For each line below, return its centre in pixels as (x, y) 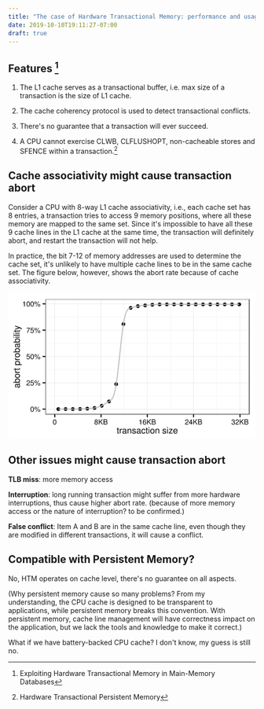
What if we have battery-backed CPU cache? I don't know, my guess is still (130, 642)
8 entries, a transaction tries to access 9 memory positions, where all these (130, 215)
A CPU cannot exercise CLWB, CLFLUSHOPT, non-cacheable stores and (137, 141)
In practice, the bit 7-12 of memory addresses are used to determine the (125, 255)
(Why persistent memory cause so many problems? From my (107, 593)
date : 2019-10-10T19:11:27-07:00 (63, 25)
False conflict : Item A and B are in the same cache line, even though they (127, 526)
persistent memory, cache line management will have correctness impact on (132, 619)
